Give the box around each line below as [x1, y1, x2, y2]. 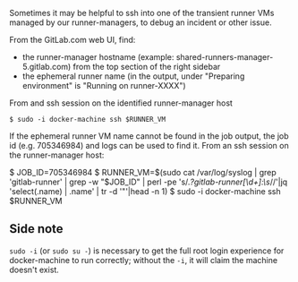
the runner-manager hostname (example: [21, 52, 175, 62]
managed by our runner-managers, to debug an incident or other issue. [9, 17, 272, 28]
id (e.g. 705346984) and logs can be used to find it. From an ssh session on [9, 141, 289, 150]
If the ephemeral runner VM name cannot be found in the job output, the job [9, 131, 289, 141]
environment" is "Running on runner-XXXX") [21, 81, 186, 90]
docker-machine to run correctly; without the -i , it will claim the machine [9, 254, 278, 265]
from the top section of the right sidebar [72, 62, 221, 72]
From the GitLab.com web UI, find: [9, 35, 136, 45]
